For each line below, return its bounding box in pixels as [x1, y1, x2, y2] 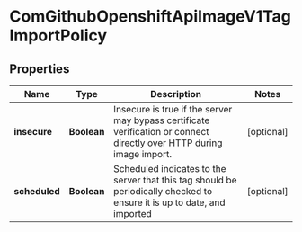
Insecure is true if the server [113, 103, 233, 115]
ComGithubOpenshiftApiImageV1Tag [9, 6, 292, 27]
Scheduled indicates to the [113, 163, 226, 174]
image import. [113, 148, 173, 160]
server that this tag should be [113, 174, 237, 186]
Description [150, 88, 202, 100]
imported [113, 208, 153, 219]
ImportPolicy [9, 25, 108, 46]
